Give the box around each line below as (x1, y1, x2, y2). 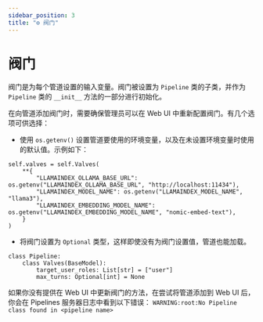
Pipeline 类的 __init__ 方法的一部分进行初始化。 (8, 92, 167, 102)
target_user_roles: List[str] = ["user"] (36, 266, 174, 274)
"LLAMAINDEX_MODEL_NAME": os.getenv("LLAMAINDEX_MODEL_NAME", (36, 188, 243, 196)
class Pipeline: (8, 252, 61, 261)
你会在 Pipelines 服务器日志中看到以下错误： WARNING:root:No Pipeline (8, 298, 237, 307)
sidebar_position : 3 (8, 11, 76, 20)
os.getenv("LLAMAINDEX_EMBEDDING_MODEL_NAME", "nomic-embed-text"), (8, 208, 236, 216)
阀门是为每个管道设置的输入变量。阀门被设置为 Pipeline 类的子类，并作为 (8, 82, 247, 92)
